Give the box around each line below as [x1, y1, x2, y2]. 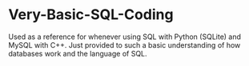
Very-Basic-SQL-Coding [8, 6, 174, 24]
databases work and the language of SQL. [8, 49, 147, 58]
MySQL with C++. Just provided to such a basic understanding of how [8, 40, 241, 49]
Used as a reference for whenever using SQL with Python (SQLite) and [8, 32, 242, 41]
